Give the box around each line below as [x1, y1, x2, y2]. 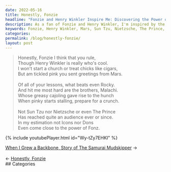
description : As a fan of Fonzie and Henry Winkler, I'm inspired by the [5, 21, 165, 27]
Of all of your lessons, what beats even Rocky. [17, 81, 116, 88]
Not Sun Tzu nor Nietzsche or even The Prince [17, 108, 116, 114]
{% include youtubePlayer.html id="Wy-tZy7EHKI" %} [5, 134, 118, 140]
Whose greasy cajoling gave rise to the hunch [17, 92, 115, 98]
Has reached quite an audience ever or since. [17, 114, 113, 120]
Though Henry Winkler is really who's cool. [17, 60, 108, 66]
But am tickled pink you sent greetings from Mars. [17, 71, 123, 77]
